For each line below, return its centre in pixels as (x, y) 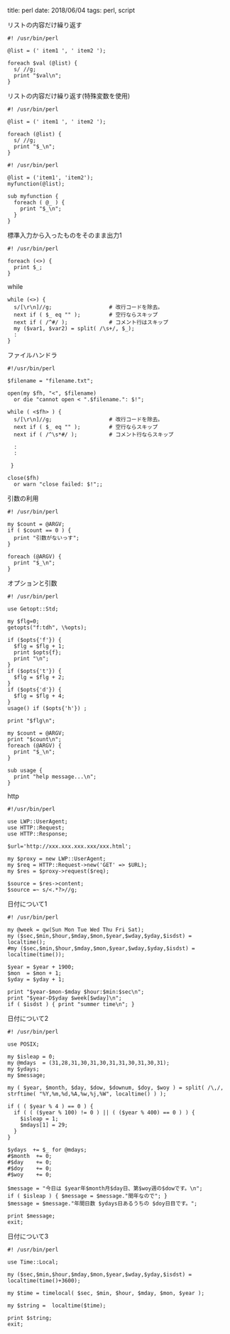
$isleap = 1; (39, 1119)
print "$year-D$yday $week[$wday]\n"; (65, 998)
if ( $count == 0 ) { (39, 530)
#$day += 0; (30, 1162)
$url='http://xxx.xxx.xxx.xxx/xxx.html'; (70, 846)
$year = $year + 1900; (41, 967)
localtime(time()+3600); (44, 1281)
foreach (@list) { (34, 134)
